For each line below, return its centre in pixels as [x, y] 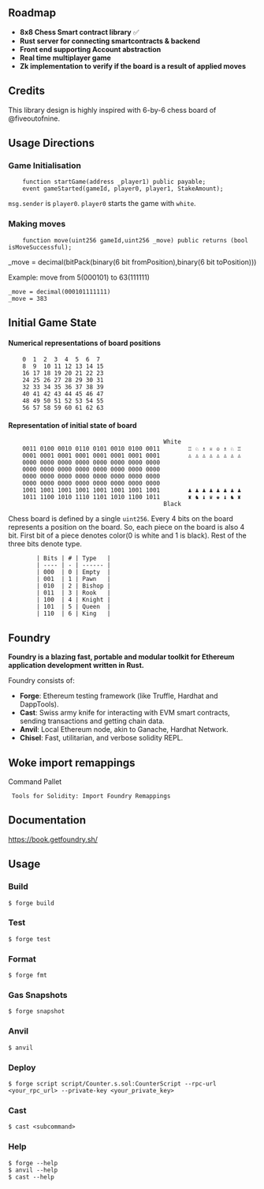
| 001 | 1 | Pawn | [74, 579]
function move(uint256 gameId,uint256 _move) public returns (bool [135, 240]
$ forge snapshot [37, 1011]
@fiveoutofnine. [34, 118]
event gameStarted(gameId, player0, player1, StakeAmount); [123, 189]
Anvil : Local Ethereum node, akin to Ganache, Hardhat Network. [124, 730]
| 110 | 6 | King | [74, 614]
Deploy [22, 1067]
